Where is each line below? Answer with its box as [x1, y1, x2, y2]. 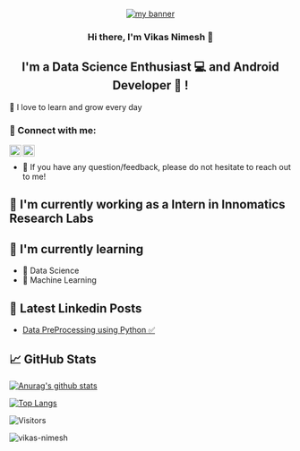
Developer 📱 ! [112, 78, 189, 93]
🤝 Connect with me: [9, 123, 97, 136]
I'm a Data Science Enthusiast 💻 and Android [21, 59, 279, 75]
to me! [21, 171, 47, 183]
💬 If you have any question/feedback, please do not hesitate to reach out [21, 162, 291, 173]
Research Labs [9, 211, 94, 226]
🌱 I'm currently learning [9, 242, 144, 257]
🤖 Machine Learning [21, 275, 97, 285]
